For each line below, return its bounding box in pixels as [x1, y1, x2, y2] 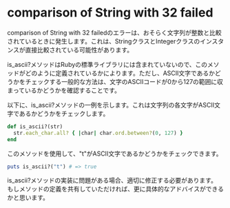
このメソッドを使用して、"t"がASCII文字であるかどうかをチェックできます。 [7, 149, 222, 158]
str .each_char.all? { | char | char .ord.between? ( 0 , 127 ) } [13, 129, 184, 136]
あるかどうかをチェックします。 [19, 109, 109, 118]
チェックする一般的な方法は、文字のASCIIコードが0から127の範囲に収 [25, 77, 224, 85]
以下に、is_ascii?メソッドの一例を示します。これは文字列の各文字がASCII [7, 101, 215, 109]
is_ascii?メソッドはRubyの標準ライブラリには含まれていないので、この [7, 60, 208, 68]
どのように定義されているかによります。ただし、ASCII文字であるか [25, 69, 216, 77]
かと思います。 [7, 194, 50, 202]
